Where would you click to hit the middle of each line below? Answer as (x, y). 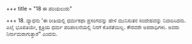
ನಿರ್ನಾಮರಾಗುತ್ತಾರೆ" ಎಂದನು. (32, 34)
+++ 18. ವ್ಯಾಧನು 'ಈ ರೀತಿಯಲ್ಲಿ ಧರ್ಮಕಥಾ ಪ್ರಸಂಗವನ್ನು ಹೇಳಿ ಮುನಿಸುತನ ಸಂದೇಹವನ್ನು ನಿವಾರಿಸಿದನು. (96, 21)
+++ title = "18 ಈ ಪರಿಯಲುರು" (39, 9)
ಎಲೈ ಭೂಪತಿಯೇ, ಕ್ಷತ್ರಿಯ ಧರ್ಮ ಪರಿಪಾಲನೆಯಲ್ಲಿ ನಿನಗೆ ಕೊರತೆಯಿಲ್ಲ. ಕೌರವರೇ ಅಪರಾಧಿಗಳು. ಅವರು (93, 27)
